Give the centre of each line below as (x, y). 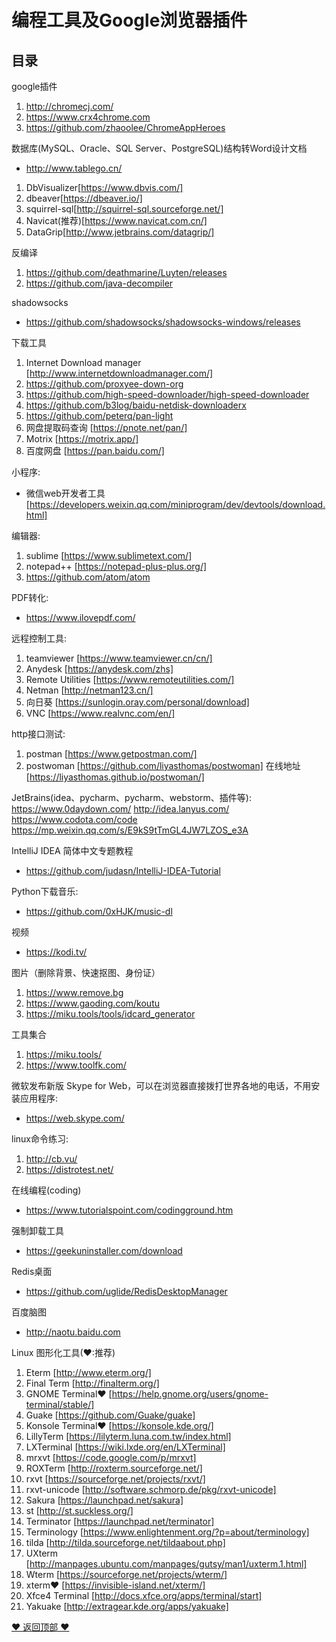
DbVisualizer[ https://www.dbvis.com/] (104, 187)
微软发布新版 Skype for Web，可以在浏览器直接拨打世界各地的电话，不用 (161, 1085)
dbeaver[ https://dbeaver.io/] (84, 198)
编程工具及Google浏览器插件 (129, 20)
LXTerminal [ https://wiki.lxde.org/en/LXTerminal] (125, 1447)
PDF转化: (30, 597)
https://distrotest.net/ (69, 1169)
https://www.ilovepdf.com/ (80, 617)
